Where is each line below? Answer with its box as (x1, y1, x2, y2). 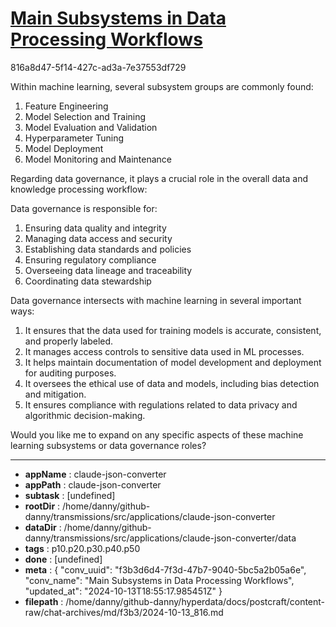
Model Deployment (24, 142, 104, 154)
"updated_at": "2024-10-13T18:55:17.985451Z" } (24, 585, 223, 597)
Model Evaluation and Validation (24, 121, 158, 133)
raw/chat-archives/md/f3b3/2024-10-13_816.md (24, 606, 224, 618)
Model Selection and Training (24, 110, 147, 122)
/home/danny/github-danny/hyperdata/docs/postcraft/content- (65, 595, 326, 607)
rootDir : (24, 500, 61, 512)
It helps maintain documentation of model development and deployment (24, 356, 322, 368)
